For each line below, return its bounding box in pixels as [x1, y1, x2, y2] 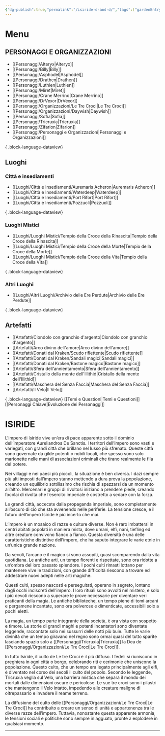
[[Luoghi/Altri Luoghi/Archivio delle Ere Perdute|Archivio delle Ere [12, 292, 145, 298]
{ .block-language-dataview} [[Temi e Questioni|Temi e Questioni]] [5, 396, 140, 402]
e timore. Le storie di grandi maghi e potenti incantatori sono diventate [5, 623, 147, 629]
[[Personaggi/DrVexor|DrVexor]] [12, 98, 78, 103]
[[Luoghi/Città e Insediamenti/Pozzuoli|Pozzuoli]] [12, 200, 112, 206]
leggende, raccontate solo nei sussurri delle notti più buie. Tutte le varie [5, 628, 150, 634]
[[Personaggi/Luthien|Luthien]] [12, 82, 75, 88]
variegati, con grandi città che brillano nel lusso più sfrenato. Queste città [5, 445, 153, 451]
